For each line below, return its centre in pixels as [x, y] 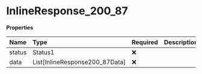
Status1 [43, 52]
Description [181, 42]
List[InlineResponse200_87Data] [79, 62]
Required [145, 42]
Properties [20, 27]
